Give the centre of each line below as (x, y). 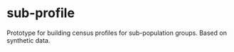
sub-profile (41, 13)
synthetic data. (28, 40)
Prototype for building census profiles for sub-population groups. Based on (117, 33)
